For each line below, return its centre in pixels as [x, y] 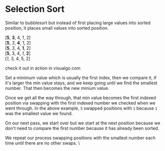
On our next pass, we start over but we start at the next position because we [83, 123]
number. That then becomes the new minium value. [57, 88]
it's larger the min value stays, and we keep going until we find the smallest [81, 83]
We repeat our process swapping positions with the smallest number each [81, 138]
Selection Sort [35, 9]
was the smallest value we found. [39, 113]
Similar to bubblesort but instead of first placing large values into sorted [78, 23]
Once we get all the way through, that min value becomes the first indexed [81, 98]
